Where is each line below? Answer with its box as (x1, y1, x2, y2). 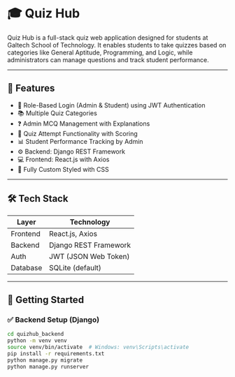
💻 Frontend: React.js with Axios (17, 155, 110, 163)
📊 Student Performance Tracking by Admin (17, 137, 143, 145)
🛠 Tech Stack (7, 193, 69, 205)
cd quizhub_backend (7, 331, 64, 338)
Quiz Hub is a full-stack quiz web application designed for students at (7, 33, 208, 42)
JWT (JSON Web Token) (48, 251, 130, 261)
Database (10, 263, 43, 272)
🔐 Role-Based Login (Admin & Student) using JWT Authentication (17, 101, 206, 109)
